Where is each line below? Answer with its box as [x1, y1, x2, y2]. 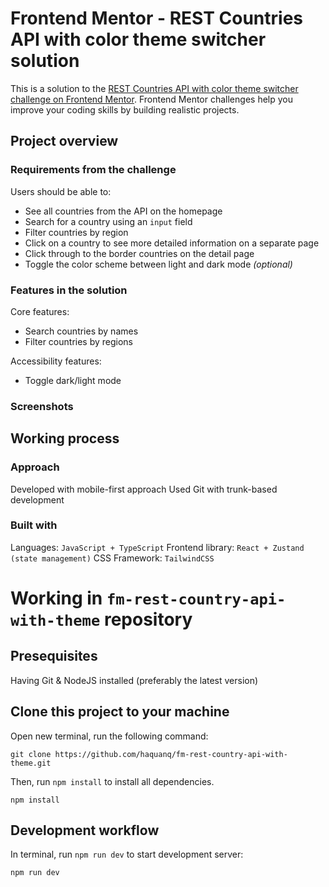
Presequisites [10, 648, 98, 665]
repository [103, 608, 193, 631]
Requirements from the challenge [10, 163, 177, 177]
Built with [10, 518, 58, 532]
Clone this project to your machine [10, 703, 230, 721]
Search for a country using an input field [24, 215, 193, 227]
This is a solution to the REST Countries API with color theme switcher [10, 82, 299, 94]
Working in [10, 587, 103, 610]
